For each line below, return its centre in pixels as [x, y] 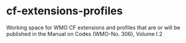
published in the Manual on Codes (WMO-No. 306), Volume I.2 [85, 33]
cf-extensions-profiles [65, 11]
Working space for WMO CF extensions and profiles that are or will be [93, 27]
